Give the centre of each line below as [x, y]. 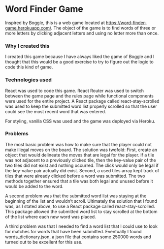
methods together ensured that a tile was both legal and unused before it [79, 181]
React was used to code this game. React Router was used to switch [75, 91]
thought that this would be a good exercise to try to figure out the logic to [79, 62]
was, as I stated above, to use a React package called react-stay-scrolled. [80, 206]
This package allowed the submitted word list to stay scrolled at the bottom [81, 211]
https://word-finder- [126, 23]
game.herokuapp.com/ [28, 28]
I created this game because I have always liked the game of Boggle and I [80, 57]
